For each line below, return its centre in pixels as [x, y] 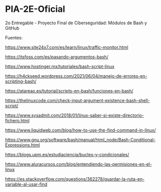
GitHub [12, 28]
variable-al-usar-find [26, 184]
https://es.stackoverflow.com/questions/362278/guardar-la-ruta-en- [75, 179]
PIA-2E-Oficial [35, 9]
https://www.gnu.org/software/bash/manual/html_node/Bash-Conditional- [80, 140]
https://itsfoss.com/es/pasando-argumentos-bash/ [57, 57]
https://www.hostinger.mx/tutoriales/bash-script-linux [60, 66]
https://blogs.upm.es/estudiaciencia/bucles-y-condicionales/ [67, 154]
